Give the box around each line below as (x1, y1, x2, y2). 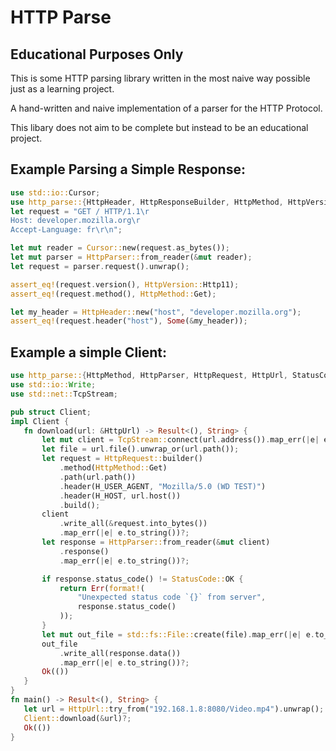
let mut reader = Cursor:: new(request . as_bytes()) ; (10, 243, 230, 253)
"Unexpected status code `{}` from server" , (77, 592, 267, 603)
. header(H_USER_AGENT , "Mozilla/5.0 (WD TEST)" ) (59, 481, 267, 491)
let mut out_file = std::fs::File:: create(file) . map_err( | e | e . (41, 629, 315, 640)
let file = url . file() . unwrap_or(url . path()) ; (41, 444, 240, 455)
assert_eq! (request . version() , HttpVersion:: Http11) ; (10, 279, 240, 290)
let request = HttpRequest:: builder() (41, 454, 203, 464)
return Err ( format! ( (59, 583, 145, 593)
